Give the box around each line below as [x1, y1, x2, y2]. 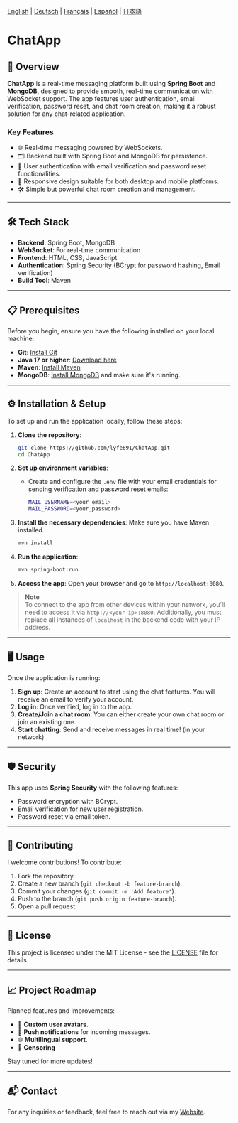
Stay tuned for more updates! [7, 1057, 93, 1065]
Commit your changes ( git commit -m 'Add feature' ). [17, 887, 176, 896]
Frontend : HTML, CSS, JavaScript [17, 254, 118, 262]
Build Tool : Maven [17, 276, 72, 285]
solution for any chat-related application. [7, 109, 126, 118]
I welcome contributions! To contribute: [7, 858, 122, 866]
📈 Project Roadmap [7, 984, 97, 996]
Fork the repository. [17, 872, 76, 881]
